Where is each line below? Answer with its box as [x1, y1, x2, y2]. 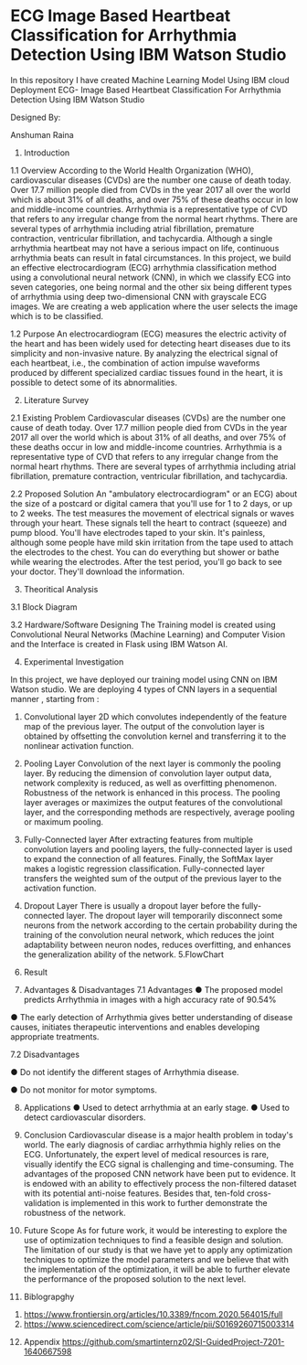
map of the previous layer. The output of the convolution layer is [23, 720, 265, 731]
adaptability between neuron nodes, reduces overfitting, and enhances [23, 939, 291, 950]
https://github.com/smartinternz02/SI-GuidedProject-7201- [61, 1336, 285, 1347]
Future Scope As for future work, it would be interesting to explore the [23, 1224, 288, 1235]
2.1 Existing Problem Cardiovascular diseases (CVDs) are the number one [10, 412, 286, 423]
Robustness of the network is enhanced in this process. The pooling [23, 787, 281, 798]
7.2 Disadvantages [10, 1049, 80, 1060]
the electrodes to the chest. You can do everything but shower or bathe [10, 546, 280, 558]
